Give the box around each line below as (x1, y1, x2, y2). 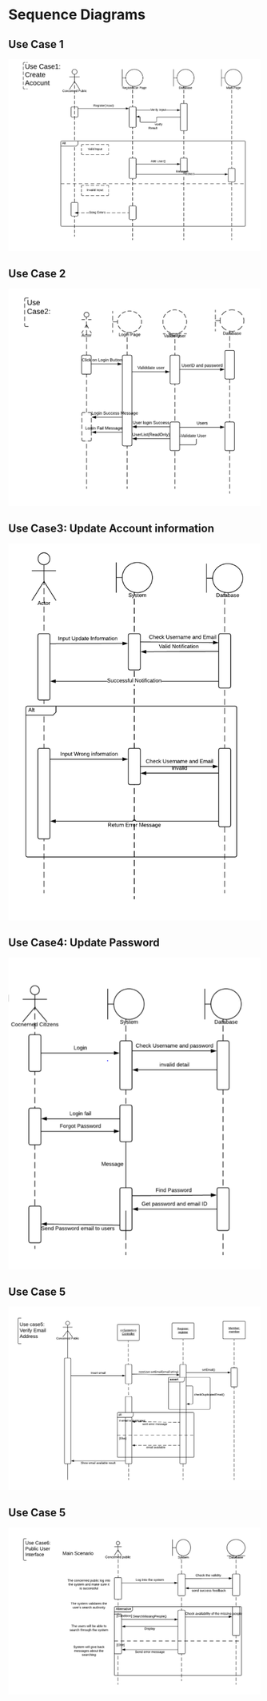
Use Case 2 (8, 266, 66, 281)
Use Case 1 (8, 38, 64, 51)
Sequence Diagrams (8, 6, 146, 24)
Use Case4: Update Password (8, 936, 160, 950)
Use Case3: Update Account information (8, 522, 214, 536)
